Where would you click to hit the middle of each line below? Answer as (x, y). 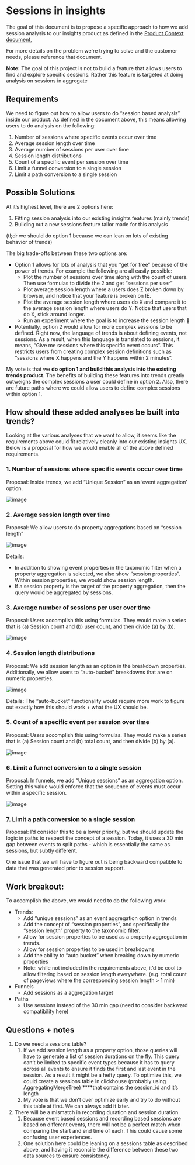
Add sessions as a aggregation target (68, 993)
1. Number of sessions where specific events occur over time (94, 469)
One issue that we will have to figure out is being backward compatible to (94, 862)
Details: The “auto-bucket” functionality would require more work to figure (95, 701)
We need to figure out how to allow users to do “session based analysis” (93, 113)
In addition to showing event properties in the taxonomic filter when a (98, 567)
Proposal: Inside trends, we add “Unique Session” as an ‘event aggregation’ (97, 482)
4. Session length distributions (51, 653)
